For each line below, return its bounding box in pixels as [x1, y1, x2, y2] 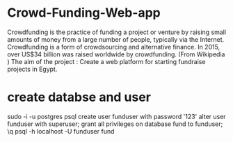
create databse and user [7, 89, 152, 105]
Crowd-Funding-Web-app [7, 5, 161, 21]
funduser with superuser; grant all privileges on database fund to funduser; [7, 120, 223, 128]
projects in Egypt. [7, 65, 58, 73]
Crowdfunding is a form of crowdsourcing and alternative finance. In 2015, [7, 42, 220, 51]
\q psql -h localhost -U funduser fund [7, 127, 115, 135]
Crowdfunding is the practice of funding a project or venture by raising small [7, 28, 227, 36]
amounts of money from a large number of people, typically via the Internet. [7, 35, 225, 43]
